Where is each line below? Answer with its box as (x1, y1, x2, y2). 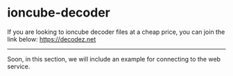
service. (7, 62, 31, 70)
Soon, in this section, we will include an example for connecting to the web (7, 55, 221, 63)
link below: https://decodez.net (7, 35, 96, 43)
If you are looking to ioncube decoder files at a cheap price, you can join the (7, 28, 225, 36)
